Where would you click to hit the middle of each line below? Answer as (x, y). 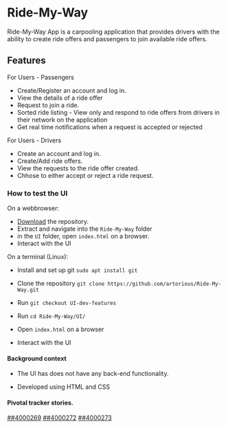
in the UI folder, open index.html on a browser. (83, 236)
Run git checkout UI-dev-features (67, 303)
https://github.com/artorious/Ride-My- (164, 284)
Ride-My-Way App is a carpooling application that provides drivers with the (113, 32)
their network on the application (62, 120)
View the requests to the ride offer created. (78, 168)
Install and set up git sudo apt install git (77, 270)
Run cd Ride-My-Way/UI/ (51, 316)
